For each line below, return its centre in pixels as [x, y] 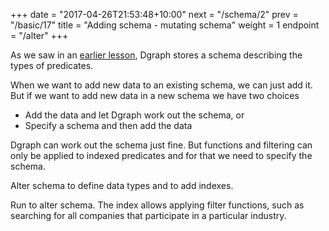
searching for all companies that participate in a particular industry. [148, 215]
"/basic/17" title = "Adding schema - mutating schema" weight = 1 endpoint [165, 25]
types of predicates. [52, 65]
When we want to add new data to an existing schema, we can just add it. [161, 85]
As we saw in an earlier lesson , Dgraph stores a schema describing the [156, 55]
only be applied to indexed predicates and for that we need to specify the [161, 155]
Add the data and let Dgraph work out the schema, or [134, 115]
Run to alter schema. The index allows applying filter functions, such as [157, 205]
